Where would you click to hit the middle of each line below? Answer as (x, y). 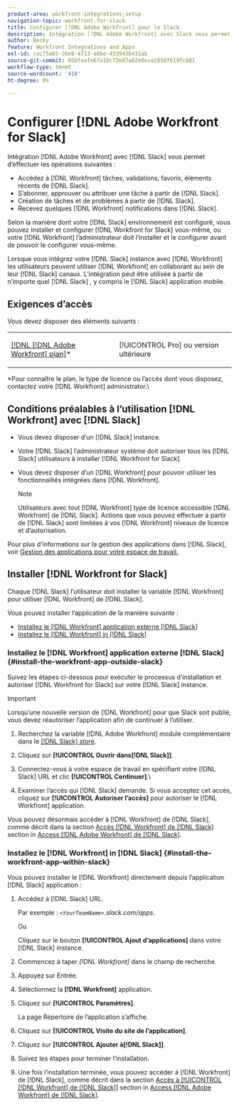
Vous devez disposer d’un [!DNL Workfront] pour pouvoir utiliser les (117, 472)
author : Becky (28, 41)
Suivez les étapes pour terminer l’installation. (84, 1059)
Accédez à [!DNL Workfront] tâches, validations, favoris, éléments (115, 178)
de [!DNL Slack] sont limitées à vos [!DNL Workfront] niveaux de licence (123, 522)
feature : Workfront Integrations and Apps (71, 47)
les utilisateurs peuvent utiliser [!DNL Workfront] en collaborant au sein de (116, 267)
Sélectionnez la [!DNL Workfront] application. (85, 990)
